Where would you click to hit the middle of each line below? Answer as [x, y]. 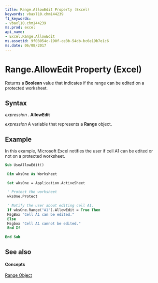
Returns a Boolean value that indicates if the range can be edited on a [75, 83]
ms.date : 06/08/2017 [26, 45]
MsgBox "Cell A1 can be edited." [41, 214]
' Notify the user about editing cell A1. [50, 206]
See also [18, 252]
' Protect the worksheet [32, 192]
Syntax [16, 103]
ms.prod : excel [20, 28]
